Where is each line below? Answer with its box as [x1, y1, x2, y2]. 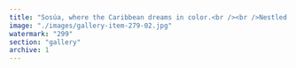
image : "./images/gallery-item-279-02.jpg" [9, 21, 173, 30]
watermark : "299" [9, 29, 74, 38]
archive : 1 [9, 46, 50, 55]
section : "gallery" [9, 37, 82, 47]
